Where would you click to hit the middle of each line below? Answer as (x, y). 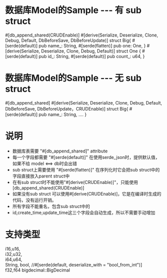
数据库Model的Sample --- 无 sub (74, 78)
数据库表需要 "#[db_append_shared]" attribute (60, 151)
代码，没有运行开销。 (34, 200)
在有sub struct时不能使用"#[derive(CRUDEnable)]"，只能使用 (75, 182)
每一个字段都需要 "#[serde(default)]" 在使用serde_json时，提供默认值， (86, 157)
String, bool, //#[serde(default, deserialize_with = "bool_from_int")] (74, 264)
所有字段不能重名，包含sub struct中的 (51, 206)
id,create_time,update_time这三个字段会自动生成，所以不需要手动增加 (84, 212)
